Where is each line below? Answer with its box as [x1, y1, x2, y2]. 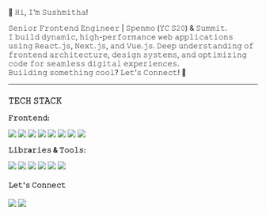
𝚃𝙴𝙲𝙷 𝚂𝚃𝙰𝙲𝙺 [8, 95, 62, 106]
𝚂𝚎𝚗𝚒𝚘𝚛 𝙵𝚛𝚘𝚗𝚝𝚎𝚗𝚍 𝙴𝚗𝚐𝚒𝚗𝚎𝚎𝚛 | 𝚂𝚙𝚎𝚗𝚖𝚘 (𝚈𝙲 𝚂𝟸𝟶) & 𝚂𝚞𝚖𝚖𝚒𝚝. [8, 24, 228, 32]
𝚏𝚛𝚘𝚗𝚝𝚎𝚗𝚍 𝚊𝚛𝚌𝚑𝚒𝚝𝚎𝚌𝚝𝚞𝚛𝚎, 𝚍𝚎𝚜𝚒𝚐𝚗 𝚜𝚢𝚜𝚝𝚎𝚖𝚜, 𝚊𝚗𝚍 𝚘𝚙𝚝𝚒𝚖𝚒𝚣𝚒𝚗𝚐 [8, 50, 247, 59]
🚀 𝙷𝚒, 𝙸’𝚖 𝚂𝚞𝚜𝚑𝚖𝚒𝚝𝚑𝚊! [8, 8, 89, 17]
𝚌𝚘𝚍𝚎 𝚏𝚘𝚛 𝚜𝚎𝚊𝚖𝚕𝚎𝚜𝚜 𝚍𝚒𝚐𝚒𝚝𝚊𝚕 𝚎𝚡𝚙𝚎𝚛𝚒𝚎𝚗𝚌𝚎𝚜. [8, 59, 180, 68]
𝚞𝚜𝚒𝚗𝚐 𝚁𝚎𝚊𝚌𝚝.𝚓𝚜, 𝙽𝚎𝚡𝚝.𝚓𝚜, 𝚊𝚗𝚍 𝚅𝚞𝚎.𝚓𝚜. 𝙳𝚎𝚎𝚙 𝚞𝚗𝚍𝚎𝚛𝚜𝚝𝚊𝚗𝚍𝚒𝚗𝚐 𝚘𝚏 [8, 41, 254, 51]
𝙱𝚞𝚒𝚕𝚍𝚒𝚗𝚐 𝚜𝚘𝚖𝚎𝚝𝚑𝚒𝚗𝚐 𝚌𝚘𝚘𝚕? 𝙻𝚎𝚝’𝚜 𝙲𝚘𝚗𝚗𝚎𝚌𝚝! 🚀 [8, 68, 187, 77]
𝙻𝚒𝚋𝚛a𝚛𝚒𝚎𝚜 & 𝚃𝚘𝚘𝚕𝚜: [8, 145, 87, 155]
